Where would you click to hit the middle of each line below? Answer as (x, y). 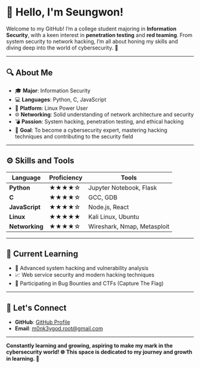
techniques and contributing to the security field (74, 136)
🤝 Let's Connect (36, 307)
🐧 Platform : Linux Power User (51, 108)
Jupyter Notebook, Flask (123, 187)
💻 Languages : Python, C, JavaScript (60, 99)
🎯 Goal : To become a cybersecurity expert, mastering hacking (91, 130)
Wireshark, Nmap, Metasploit (129, 226)
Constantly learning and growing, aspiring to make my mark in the (90, 346)
